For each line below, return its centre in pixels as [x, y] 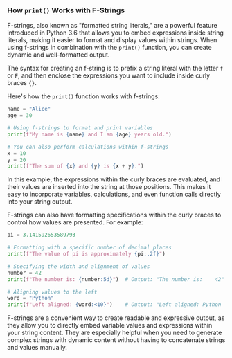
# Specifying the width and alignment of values [79, 266]
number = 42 [24, 273]
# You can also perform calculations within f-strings [88, 147]
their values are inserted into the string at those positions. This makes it [109, 187]
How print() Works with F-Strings [66, 10]
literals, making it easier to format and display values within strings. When [112, 40]
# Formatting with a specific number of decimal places [89, 248]
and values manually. [37, 348]
